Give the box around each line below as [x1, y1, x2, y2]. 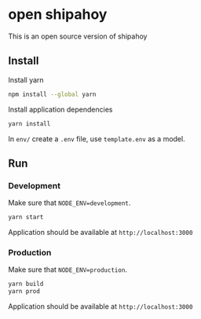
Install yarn [8, 75, 45, 84]
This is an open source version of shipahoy [8, 31, 148, 41]
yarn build [8, 280, 44, 288]
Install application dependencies [8, 104, 113, 114]
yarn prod [8, 288, 41, 295]
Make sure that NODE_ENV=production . [8, 265, 128, 274]
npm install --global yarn [8, 90, 97, 98]
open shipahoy [8, 5, 108, 24]
